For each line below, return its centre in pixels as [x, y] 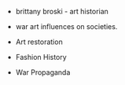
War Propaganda [43, 72]
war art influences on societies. [66, 26]
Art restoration [39, 42]
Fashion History [41, 57]
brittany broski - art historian [62, 11]
